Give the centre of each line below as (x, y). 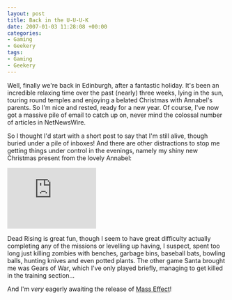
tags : (15, 53)
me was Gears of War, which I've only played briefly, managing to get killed (115, 268)
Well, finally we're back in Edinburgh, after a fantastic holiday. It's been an (113, 85)
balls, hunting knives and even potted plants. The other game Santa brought (116, 260)
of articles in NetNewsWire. (46, 122)
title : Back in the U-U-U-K (48, 20)
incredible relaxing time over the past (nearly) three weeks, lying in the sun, (116, 93)
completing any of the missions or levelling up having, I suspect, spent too (114, 246)
